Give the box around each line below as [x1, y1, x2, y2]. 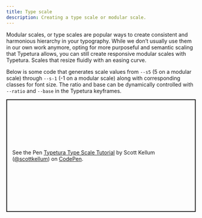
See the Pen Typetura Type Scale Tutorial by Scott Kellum [12, 148, 155, 156]
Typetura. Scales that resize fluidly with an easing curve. [6, 56, 147, 64]
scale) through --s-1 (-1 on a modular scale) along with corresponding [6, 74, 180, 82]
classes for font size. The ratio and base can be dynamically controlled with [6, 80, 194, 88]
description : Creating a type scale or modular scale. [6, 14, 147, 20]
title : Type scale [6, 8, 52, 15]
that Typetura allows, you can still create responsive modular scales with [6, 50, 186, 57]
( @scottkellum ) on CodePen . [12, 155, 84, 162]
